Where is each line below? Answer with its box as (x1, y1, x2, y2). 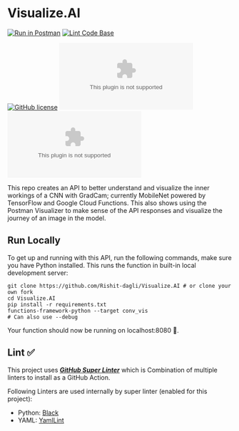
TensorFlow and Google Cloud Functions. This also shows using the (7, 198, 207, 207)
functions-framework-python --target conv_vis (7, 307, 148, 314)
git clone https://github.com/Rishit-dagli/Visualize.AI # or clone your (7, 282, 232, 289)
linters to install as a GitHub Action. (7, 373, 111, 382)
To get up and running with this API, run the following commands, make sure (7, 253, 232, 261)
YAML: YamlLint (17, 415, 64, 425)
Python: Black (17, 408, 59, 417)
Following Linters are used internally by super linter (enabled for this (7, 387, 208, 395)
